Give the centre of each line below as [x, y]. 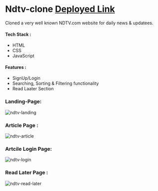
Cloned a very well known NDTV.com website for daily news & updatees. [79, 23]
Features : [16, 67]
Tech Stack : [18, 34]
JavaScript [23, 56]
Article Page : [22, 125]
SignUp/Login [26, 78]
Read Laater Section [33, 89]
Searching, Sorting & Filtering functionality [55, 83]
